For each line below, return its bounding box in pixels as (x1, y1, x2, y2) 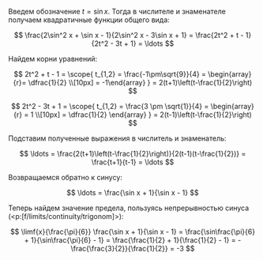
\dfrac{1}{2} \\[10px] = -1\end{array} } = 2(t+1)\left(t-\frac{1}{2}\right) (28, 78, 253, 87)
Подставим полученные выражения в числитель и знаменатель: (8, 134, 227, 143)
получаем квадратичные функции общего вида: (8, 15, 170, 24)
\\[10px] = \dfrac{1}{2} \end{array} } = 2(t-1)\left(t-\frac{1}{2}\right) (35, 110, 253, 119)
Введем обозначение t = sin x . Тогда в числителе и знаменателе (8, 7, 227, 16)
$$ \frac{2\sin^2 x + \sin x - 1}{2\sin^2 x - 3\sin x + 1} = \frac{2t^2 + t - (13, 31, 244, 40)
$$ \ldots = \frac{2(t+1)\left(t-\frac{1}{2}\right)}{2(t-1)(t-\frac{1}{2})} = (19, 149, 246, 158)
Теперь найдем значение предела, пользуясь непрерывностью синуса (8, 203, 250, 213)
